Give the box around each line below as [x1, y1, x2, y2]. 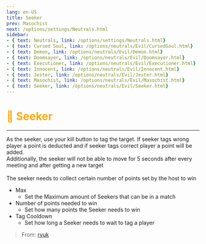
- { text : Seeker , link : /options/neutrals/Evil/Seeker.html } [6, 83, 169, 90]
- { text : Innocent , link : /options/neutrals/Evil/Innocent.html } [6, 66, 180, 72]
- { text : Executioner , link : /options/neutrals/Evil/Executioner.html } [6, 60, 196, 66]
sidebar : [6, 32, 29, 38]
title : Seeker [6, 15, 43, 21]
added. [6, 148, 25, 156]
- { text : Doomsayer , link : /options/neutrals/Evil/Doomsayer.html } [6, 55, 185, 61]
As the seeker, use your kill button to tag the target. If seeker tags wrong [6, 135, 189, 143]
